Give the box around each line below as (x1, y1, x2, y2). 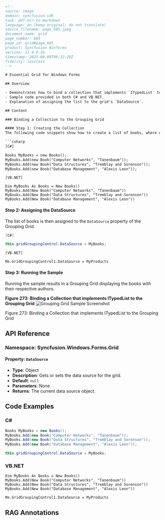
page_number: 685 (5, 36, 41, 41)
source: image (5, 8, 34, 14)
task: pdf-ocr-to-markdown (5, 18, 60, 23)
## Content (5, 108, 27, 113)
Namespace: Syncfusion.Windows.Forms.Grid (5, 344, 119, 351)
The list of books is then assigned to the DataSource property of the (5, 218, 141, 224)
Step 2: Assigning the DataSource (5, 207, 76, 213)
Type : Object (12, 367, 39, 373)
